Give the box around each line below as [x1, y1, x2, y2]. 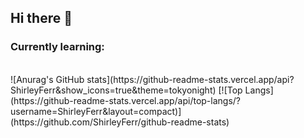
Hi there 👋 [10, 10, 73, 27]
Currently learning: [10, 40, 105, 54]
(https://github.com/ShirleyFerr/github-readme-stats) [10, 116, 230, 128]
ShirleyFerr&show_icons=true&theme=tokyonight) [10, 84, 217, 96]
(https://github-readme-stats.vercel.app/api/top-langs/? [10, 94, 242, 106]
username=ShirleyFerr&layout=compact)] [10, 105, 182, 117]
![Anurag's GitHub [10, 73, 85, 85]
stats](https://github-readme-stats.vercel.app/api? [86, 73, 295, 85]
